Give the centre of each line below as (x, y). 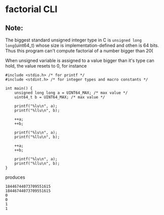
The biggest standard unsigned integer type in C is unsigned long (73, 40)
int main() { (19, 88)
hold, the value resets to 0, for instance (46, 66)
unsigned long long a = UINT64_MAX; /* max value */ (71, 93)
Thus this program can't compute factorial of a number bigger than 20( (79, 51)
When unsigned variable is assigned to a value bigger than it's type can (80, 61)
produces (15, 177)
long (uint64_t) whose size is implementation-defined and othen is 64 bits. (82, 45)
